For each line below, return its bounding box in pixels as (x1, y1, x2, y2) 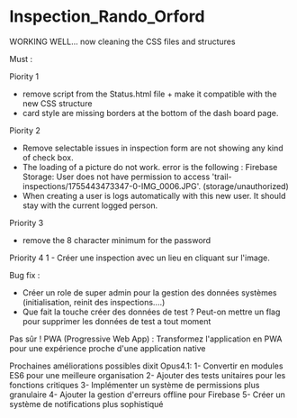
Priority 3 (9, 217, 44, 228)
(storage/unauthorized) (202, 180, 290, 191)
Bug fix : (9, 269, 40, 280)
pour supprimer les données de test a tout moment (22, 315, 211, 326)
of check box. (22, 151, 74, 163)
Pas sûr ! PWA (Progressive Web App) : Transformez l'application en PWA (9, 333, 283, 344)
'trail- (211, 171, 232, 182)
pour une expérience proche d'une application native (9, 342, 206, 353)
